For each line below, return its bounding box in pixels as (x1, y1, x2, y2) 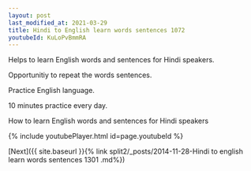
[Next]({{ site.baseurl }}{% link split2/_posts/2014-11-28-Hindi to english (8, 147, 243, 156)
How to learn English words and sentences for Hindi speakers (8, 116, 209, 126)
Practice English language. (8, 86, 95, 95)
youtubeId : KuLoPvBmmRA (8, 33, 87, 42)
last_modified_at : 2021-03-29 (8, 19, 108, 27)
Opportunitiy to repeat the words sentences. (8, 70, 152, 80)
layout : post (8, 11, 51, 20)
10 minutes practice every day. (8, 101, 108, 110)
